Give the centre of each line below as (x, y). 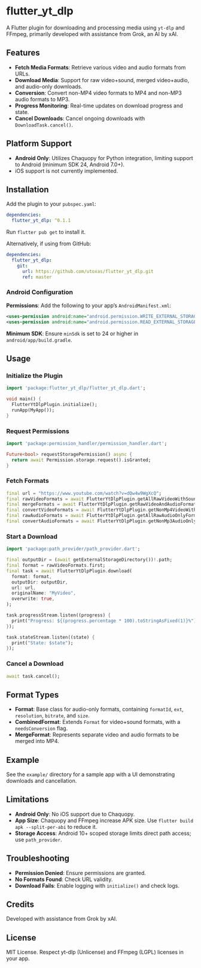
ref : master (37, 277)
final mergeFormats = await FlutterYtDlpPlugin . (68, 504)
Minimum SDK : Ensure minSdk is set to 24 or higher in (72, 333)
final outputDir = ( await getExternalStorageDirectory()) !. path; (89, 560)
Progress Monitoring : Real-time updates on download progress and (99, 106)
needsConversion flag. (41, 728)
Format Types (33, 695)
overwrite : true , (33, 599)
